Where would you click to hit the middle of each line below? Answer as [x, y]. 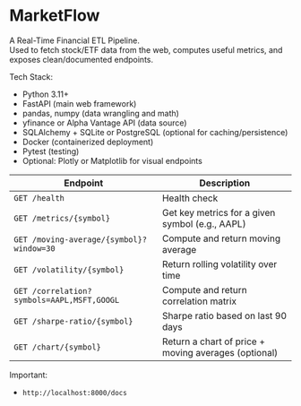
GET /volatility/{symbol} [69, 269]
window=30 [34, 248]
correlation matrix [199, 301]
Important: [28, 375]
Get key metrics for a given [219, 212]
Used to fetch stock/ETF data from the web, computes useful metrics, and [146, 49]
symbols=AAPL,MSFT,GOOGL [67, 300]
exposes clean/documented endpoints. [82, 59]
